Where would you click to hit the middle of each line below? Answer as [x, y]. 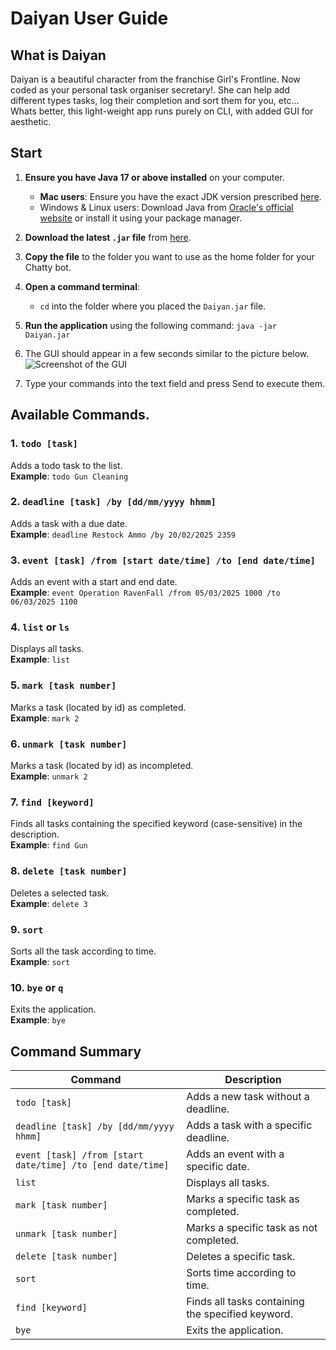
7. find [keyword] [52, 802]
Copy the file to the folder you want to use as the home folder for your [169, 256]
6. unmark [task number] [69, 744]
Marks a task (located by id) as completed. [98, 707]
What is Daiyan [58, 55]
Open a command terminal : [82, 286]
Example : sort [40, 961]
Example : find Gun [49, 845]
